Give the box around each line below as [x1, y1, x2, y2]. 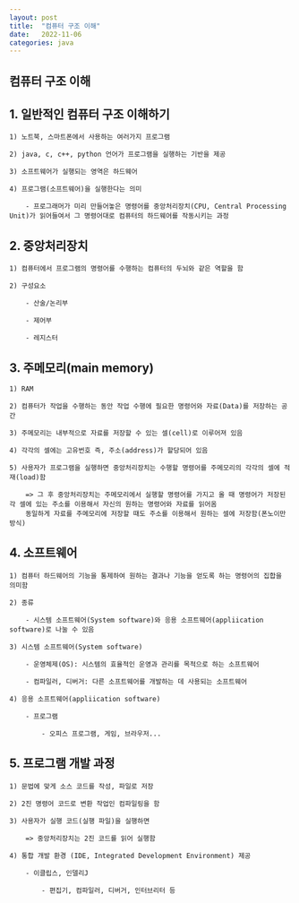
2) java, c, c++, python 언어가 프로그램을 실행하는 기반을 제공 [9, 150, 226, 159]
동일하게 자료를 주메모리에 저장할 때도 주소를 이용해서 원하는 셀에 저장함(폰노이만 [25, 510, 286, 519]
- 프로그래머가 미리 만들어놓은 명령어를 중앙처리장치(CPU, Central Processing [25, 202, 287, 211]
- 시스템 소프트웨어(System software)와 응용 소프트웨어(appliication [25, 615, 264, 624]
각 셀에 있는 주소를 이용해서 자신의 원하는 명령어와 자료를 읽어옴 [9, 500, 218, 509]
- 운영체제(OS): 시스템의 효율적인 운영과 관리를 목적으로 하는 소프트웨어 [25, 659, 260, 668]
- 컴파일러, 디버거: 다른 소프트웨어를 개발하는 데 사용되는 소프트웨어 [25, 677, 248, 686]
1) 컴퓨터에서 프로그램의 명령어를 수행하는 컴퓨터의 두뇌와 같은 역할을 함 [9, 264, 243, 273]
